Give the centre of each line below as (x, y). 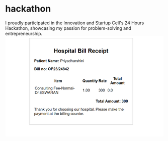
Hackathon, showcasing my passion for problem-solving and (68, 28)
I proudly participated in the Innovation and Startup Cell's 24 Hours (75, 23)
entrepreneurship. (24, 33)
